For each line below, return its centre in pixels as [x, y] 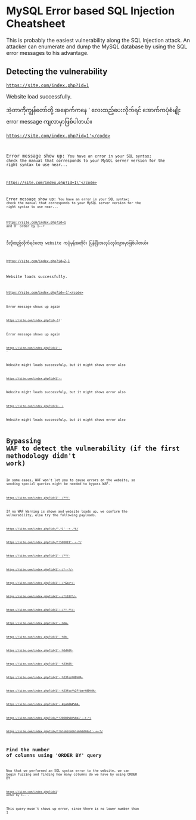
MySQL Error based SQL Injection [91, 11]
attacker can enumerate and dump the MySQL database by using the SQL [97, 47]
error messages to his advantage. [47, 53]
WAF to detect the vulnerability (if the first [93, 449]
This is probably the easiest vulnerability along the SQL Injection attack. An [98, 40]
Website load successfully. [39, 96]
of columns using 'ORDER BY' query [54, 755]
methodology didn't [41, 456]
